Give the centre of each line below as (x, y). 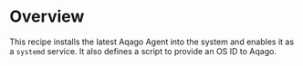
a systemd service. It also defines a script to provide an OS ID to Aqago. (143, 51)
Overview (47, 17)
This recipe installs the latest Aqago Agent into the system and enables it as (152, 42)
